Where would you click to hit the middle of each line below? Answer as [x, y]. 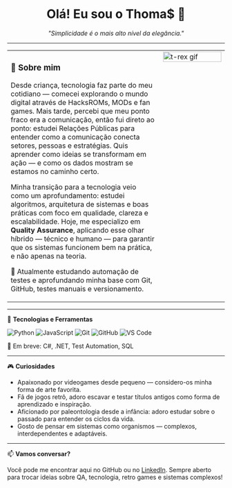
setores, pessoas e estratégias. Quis [69, 146]
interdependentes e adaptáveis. [62, 433]
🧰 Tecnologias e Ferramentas [50, 319]
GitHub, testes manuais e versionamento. [77, 289]
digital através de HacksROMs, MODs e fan [80, 102]
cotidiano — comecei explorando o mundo [79, 94]
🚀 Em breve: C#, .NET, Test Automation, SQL [70, 346]
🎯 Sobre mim [36, 68]
